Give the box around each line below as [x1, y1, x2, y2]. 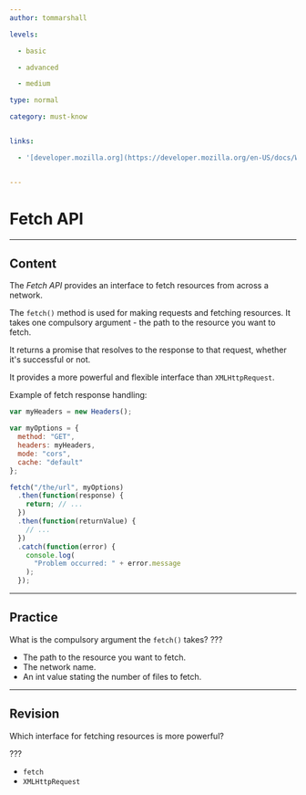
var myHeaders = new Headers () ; [9, 407, 132, 416]
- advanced [17, 63, 59, 72]
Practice [9, 610, 58, 625]
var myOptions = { [9, 424, 79, 434]
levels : [9, 29, 39, 39]
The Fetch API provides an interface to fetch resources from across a [9, 280, 269, 291]
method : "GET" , [17, 433, 76, 442]
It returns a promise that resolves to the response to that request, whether [9, 344, 287, 356]
